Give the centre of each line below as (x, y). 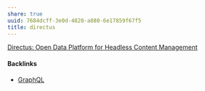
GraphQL (31, 80)
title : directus (31, 27)
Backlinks (22, 63)
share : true (25, 14)
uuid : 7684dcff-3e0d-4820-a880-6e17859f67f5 (74, 21)
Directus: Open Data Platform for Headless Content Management (102, 48)
